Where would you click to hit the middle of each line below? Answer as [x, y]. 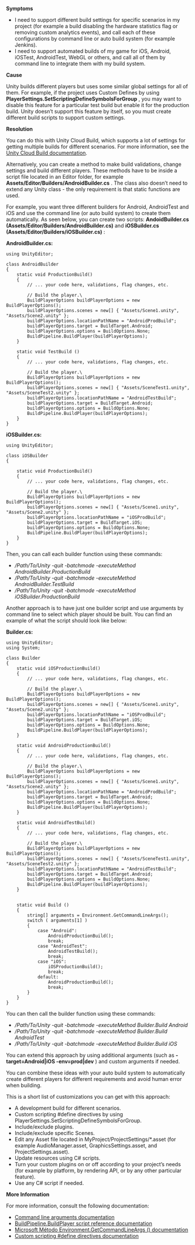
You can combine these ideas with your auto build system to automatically [96, 1073]
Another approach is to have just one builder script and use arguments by [95, 608]
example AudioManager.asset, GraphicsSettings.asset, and [86, 1145]
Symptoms [20, 9]
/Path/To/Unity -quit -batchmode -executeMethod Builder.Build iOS [96, 1044]
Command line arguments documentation [65, 1217]
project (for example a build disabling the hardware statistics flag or [96, 26]
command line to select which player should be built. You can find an [89, 614]
